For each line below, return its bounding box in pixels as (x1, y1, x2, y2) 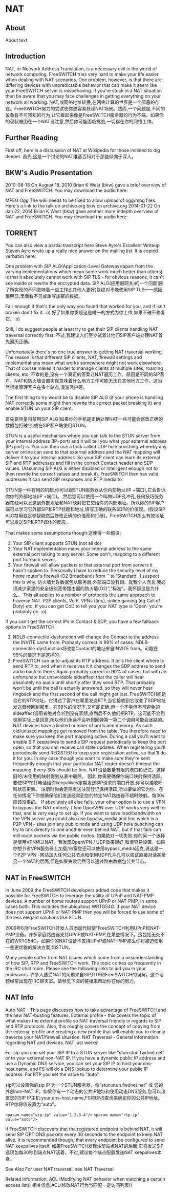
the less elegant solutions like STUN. (5, 915, 83, 921)
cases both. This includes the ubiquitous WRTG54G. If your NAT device (5, 903, 156, 910)
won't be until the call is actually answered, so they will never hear (12, 685, 153, 691)
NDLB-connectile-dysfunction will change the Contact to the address (12, 634, 159, 640)
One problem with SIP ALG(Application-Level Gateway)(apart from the (5, 263, 154, 270)
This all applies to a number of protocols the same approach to (23, 592, 156, 598)
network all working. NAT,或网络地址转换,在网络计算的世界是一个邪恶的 (5, 99, 155, 105)
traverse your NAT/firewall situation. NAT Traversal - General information (5, 1034, 159, 1040)
